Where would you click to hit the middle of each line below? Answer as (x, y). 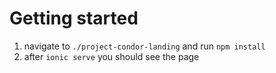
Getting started (74, 18)
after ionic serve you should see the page (111, 56)
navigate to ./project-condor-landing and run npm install (144, 46)
